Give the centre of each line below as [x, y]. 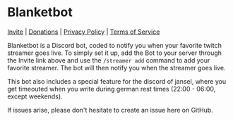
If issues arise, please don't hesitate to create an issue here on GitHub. [110, 110]
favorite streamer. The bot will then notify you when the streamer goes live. [116, 68]
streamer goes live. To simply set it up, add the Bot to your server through [115, 53]
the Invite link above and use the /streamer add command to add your [109, 60]
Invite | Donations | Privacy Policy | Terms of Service [84, 32]
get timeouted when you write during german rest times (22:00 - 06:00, [112, 89]
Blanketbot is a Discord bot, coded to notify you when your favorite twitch [115, 45]
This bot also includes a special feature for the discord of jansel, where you [117, 81]
